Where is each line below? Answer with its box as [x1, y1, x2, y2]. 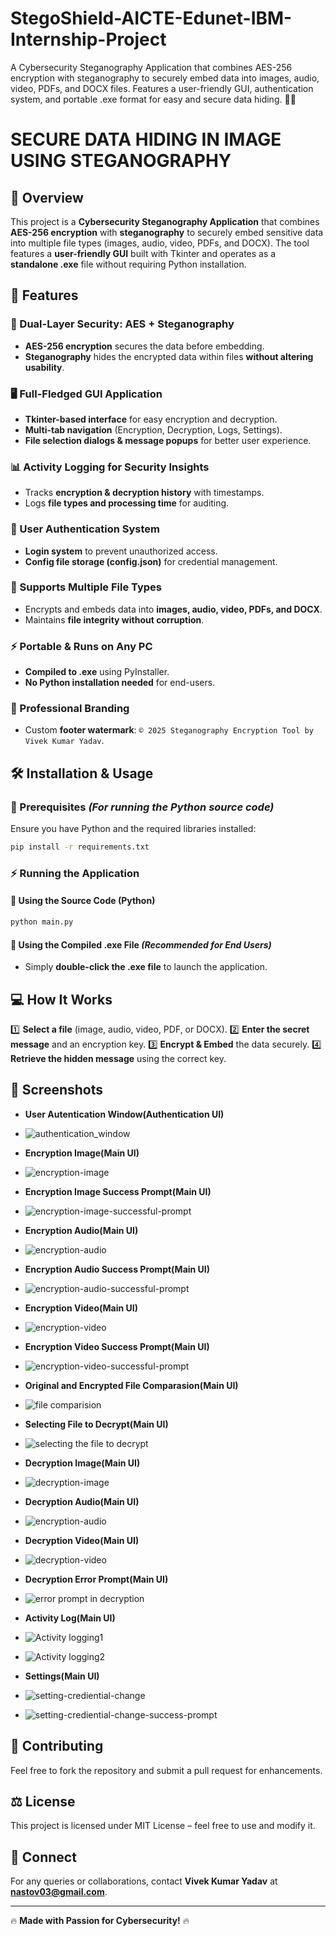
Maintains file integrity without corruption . [24, 613, 205, 626]
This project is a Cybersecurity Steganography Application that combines [10, 215, 320, 227]
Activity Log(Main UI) [24, 1612, 116, 1624]
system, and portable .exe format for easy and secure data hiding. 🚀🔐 [10, 93, 297, 105]
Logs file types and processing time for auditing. [24, 497, 230, 509]
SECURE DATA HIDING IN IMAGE [10, 128, 282, 151]
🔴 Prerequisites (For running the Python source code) [10, 800, 275, 814]
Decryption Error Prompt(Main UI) [24, 1573, 169, 1585]
